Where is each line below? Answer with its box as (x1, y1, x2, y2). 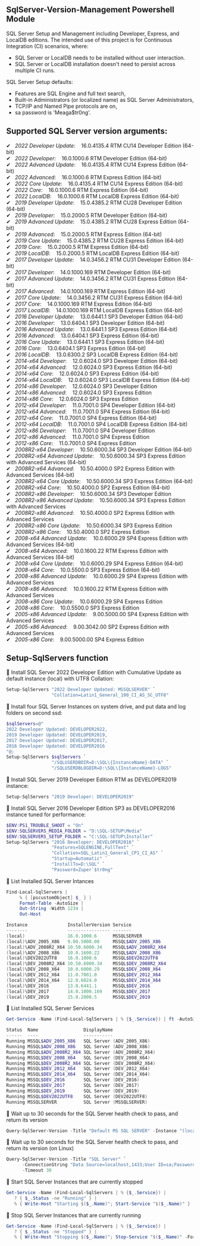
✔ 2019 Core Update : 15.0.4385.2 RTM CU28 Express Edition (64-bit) (6, 237, 184, 244)
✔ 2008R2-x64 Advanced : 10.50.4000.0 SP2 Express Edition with (6, 465, 175, 472)
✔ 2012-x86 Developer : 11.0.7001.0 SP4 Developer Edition (6, 427, 155, 434)
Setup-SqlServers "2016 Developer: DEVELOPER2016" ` (6, 839, 140, 845)
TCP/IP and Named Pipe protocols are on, (14, 102, 117, 110)
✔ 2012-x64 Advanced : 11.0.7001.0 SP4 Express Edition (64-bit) (6, 408, 171, 415)
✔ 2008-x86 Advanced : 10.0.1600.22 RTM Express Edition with (6, 585, 168, 592)
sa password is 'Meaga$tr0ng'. (14, 108, 91, 116)
